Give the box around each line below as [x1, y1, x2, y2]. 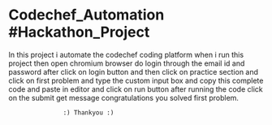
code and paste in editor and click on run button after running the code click [8, 84, 263, 94]
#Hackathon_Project [8, 23, 150, 41]
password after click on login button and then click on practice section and [8, 67, 258, 76]
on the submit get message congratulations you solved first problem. [8, 93, 240, 102]
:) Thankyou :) [63, 108, 114, 117]
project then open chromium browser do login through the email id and [8, 58, 245, 68]
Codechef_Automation [8, 6, 165, 24]
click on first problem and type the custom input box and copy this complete [8, 75, 264, 85]
